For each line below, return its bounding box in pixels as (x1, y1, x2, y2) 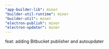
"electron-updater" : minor (5, 25, 60, 30)
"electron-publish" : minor (5, 20, 60, 26)
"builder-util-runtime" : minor (5, 12, 69, 16)
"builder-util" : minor (5, 16, 51, 21)
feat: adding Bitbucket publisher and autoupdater (5, 38, 104, 44)
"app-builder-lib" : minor (5, 7, 58, 12)
